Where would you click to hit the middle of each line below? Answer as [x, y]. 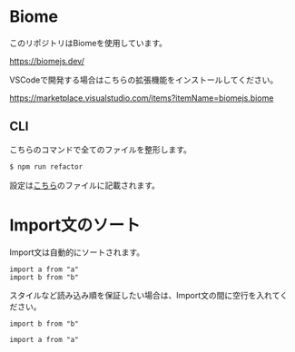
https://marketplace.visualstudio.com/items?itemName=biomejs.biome [142, 98]
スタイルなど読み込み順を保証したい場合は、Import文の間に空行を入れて [145, 295]
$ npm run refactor [46, 166]
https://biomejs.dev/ [47, 61]
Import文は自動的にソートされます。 [77, 252]
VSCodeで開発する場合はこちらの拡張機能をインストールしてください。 [144, 80]
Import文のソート [75, 225]
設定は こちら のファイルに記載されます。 [85, 185]
